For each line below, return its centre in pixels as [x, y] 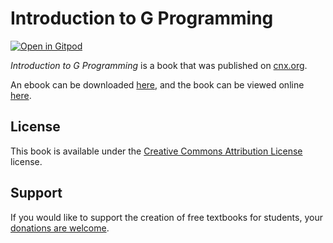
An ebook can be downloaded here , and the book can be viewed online [157, 84]
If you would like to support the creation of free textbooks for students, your [166, 217]
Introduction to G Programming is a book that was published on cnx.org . [159, 65]
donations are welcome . [60, 228]
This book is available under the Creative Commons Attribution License [156, 151]
